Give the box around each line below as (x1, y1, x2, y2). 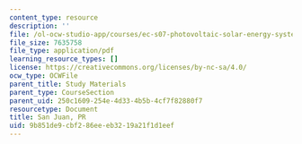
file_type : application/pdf (9, 47, 115, 55)
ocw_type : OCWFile (9, 72, 78, 80)
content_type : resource (9, 13, 99, 22)
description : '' (9, 21, 70, 30)
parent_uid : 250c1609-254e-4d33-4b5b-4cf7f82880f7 (9, 96, 203, 106)
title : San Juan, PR (9, 113, 87, 122)
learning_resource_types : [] (9, 55, 119, 64)
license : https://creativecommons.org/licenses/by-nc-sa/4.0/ (9, 64, 247, 72)
